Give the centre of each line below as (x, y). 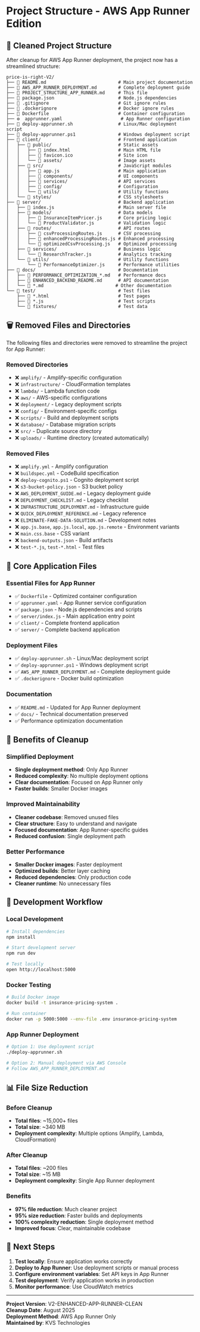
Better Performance (35, 851)
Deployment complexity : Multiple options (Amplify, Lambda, (89, 1134)
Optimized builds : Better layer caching (62, 870)
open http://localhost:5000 (41, 970)
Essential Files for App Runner (51, 583)
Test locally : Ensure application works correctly (74, 1261)
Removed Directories (37, 365)
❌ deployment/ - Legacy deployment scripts (68, 404)
